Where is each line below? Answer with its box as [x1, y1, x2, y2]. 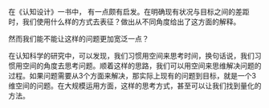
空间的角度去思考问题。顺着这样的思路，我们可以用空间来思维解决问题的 [22, 61, 262, 70]
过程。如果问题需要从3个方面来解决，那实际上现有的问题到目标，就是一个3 [8, 71, 257, 80]
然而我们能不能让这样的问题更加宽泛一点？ [8, 34, 149, 43]
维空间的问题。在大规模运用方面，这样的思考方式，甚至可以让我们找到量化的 [8, 81, 262, 90]
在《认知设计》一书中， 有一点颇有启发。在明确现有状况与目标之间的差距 [8, 7, 250, 16]
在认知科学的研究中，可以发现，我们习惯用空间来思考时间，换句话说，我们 [8, 51, 255, 60]
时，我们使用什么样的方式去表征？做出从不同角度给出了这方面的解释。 [8, 17, 241, 26]
